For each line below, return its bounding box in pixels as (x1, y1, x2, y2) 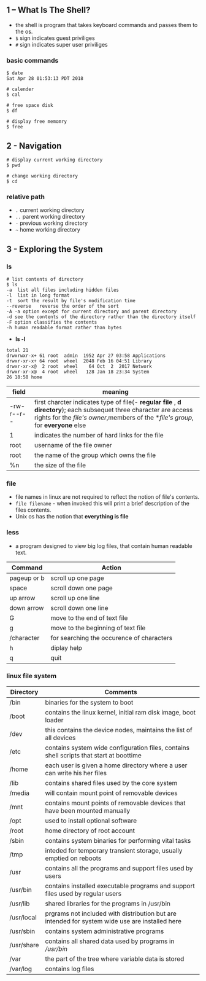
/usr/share (9, 940, 39, 949)
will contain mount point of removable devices (45, 789, 178, 797)
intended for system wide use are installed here (45, 917, 182, 925)
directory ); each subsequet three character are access (34, 405, 193, 414)
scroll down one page (50, 584, 113, 592)
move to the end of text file (50, 614, 128, 622)
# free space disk (6, 103, 53, 109)
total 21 (6, 347, 29, 353)
